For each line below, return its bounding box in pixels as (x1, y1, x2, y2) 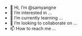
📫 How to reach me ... (9, 26, 56, 31)
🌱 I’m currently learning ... (9, 15, 63, 20)
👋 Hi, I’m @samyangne (9, 5, 56, 10)
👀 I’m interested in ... (9, 10, 52, 16)
